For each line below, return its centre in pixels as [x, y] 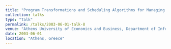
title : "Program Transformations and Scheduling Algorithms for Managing [85, 10]
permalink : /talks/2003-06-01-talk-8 [45, 24]
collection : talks [25, 15]
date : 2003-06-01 [24, 34]
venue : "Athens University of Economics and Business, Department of [81, 29]
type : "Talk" [19, 19]
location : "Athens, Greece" [35, 39]
